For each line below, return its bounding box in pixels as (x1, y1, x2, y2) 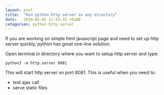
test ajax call (12, 79, 39, 85)
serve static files (12, 85, 47, 91)
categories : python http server (5, 21, 74, 27)
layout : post (5, 7, 33, 13)
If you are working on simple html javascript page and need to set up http (5, 36, 159, 42)
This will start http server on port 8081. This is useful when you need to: (5, 70, 156, 76)
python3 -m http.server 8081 (5, 60, 67, 66)
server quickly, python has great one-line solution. (5, 41, 111, 47)
